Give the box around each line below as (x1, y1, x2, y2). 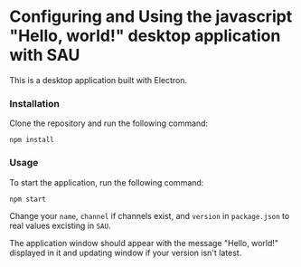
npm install (9, 136, 54, 145)
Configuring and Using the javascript (9, 6, 293, 27)
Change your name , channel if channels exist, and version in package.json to (9, 210, 290, 221)
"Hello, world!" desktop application (9, 25, 281, 46)
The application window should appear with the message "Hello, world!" (9, 237, 278, 248)
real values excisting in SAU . (9, 220, 111, 231)
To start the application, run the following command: (9, 176, 204, 187)
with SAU (9, 45, 80, 65)
